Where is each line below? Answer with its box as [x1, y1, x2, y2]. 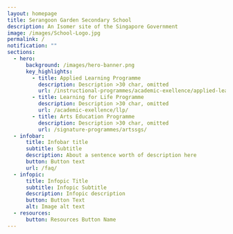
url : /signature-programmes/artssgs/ [37, 126, 148, 133]
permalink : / [7, 36, 45, 43]
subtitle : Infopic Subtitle [25, 184, 107, 191]
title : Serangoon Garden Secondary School [7, 17, 132, 24]
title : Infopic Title [25, 177, 89, 184]
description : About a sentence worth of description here [25, 152, 197, 159]
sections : [7, 49, 36, 56]
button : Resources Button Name [25, 216, 116, 223]
